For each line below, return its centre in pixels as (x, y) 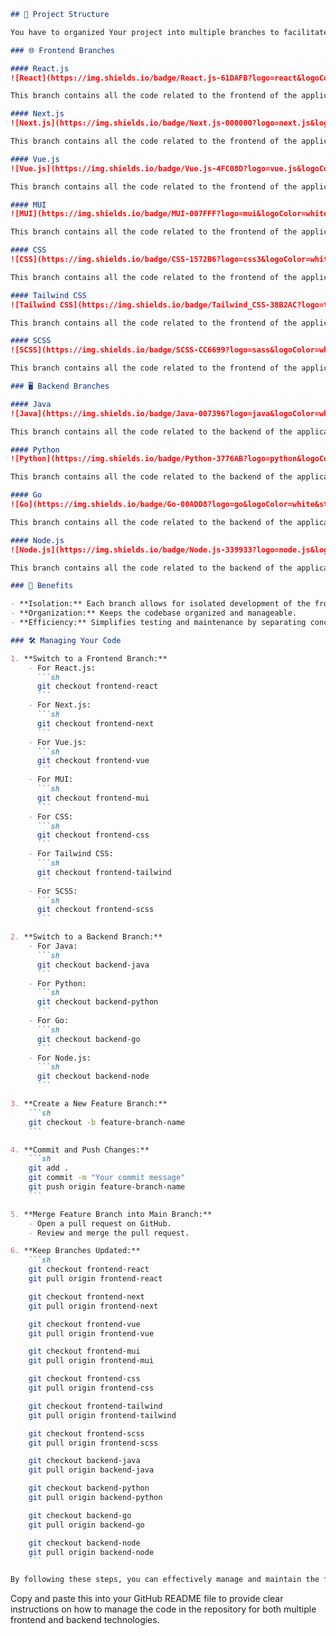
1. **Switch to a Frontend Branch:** (89, 658)
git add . (49, 1168)
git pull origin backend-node (91, 1552)
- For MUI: (51, 780)
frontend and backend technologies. (85, 1620)
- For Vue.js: (57, 742)
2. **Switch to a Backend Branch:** (86, 937)
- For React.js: (62, 668)
